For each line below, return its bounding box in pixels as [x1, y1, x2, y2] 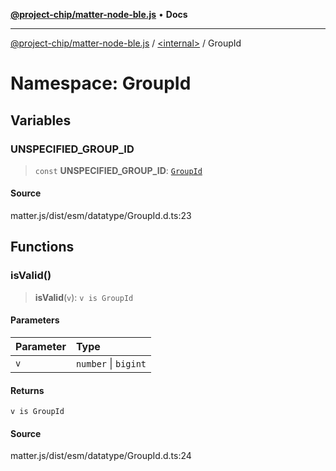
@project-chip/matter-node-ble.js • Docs [10, 9, 188, 20]
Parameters [10, 314, 60, 326]
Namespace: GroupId [10, 72, 192, 95]
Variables [10, 112, 72, 129]
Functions [10, 239, 75, 256]
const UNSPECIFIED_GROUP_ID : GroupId [34, 164, 203, 176]
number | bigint [75, 356, 147, 370]
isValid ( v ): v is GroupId [34, 291, 134, 303]
